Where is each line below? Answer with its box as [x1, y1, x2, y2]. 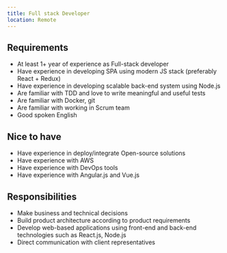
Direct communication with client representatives [16, 238, 156, 246]
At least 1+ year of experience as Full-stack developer [16, 60, 170, 69]
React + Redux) [16, 75, 62, 83]
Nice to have [7, 131, 62, 143]
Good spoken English [16, 111, 77, 119]
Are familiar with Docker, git [16, 97, 96, 105]
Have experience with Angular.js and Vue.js [16, 171, 140, 179]
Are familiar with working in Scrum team [16, 104, 130, 112]
